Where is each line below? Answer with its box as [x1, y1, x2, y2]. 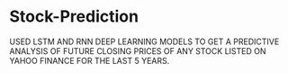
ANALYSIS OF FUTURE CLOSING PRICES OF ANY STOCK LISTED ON [9, 45, 266, 56]
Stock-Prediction [9, 6, 139, 27]
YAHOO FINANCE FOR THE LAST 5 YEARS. [9, 55, 170, 66]
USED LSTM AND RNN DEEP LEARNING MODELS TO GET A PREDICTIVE [9, 36, 280, 47]
